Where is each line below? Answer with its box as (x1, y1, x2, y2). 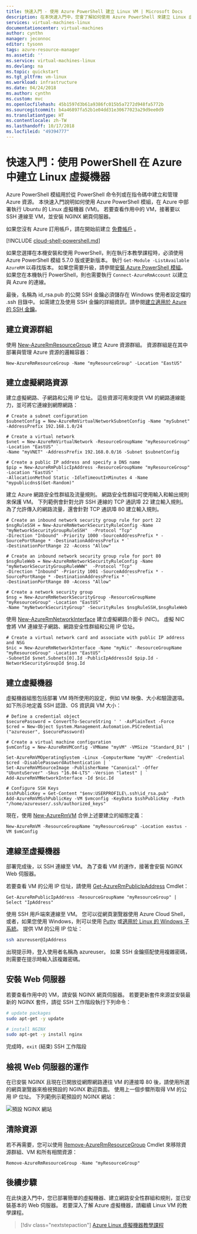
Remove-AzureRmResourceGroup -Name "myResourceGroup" (6, 1160, 141, 1166)
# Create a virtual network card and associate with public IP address (6, 635, 185, 641)
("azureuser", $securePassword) (6, 729, 85, 735)
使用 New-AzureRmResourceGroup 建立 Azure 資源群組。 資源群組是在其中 (6, 341, 188, 348)
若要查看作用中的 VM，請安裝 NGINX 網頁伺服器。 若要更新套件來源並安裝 (6, 991, 186, 998)
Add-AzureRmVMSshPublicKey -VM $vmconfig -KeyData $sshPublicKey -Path (6, 796, 185, 802)
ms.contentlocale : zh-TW (6, 118, 67, 124)
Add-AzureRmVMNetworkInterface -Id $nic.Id (6, 775, 114, 781)
